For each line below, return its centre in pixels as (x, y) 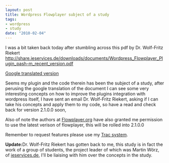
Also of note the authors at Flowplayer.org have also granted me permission (84, 119)
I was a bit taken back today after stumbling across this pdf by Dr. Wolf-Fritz (84, 48)
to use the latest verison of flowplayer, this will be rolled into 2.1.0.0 (75, 125)
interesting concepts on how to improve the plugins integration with (75, 94)
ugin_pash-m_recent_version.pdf (39, 64)
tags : (11, 19)
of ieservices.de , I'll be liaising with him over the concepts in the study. (79, 155)
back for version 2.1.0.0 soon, (36, 110)
